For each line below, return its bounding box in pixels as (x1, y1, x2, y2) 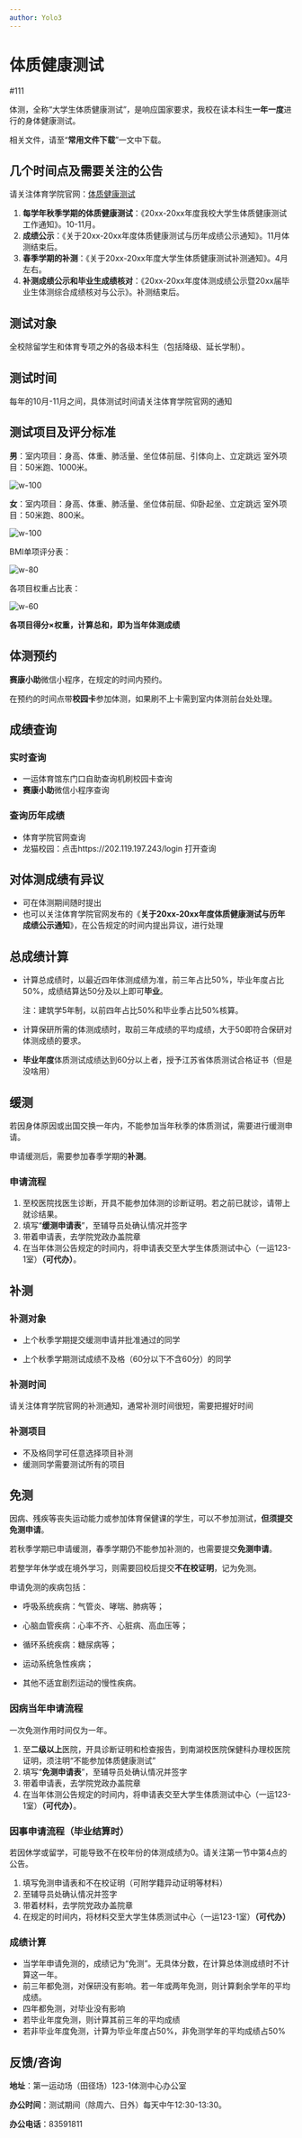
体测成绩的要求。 (22, 1036, 86, 1046)
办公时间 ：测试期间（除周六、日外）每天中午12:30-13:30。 (9, 2099, 227, 2110)
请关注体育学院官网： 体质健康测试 (9, 188, 136, 199)
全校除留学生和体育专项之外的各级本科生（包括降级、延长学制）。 (9, 342, 250, 352)
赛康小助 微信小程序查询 (22, 785, 110, 796)
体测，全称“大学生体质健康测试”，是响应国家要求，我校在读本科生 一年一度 (9, 104, 285, 114)
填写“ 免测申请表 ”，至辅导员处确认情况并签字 (22, 1766, 188, 1777)
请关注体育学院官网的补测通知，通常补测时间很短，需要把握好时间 (9, 1401, 253, 1412)
